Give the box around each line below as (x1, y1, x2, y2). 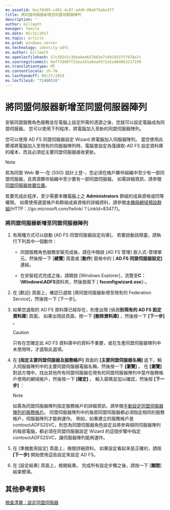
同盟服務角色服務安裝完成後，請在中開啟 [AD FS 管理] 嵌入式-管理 (20, 249, 158, 255)
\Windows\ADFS (20, 279, 56, 285)
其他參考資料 (5, 485, 46, 494)
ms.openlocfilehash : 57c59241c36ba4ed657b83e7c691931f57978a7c (5, 54, 142, 60)
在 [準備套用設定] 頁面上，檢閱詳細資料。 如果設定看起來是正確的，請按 (12, 445, 162, 451)
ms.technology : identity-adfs (5, 45, 69, 50)
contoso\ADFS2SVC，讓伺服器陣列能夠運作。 (12, 434, 108, 441)
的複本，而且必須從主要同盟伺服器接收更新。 (5, 149, 99, 155)
